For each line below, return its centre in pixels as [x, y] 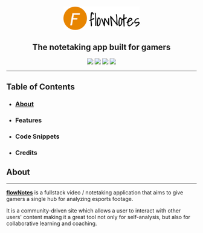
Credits [26, 153]
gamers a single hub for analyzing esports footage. [70, 199]
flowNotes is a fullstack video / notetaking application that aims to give [95, 192]
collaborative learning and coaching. [52, 223]
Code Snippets [37, 136]
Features [28, 120]
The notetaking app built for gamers [101, 47]
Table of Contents [41, 87]
